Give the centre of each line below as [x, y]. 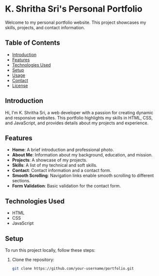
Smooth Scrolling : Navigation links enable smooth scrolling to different [83, 175]
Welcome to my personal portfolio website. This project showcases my [76, 22]
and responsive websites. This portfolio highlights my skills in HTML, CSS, [79, 118]
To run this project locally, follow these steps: [50, 250]
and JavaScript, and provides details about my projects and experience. [77, 123]
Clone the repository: [33, 259]
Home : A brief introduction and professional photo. [63, 150]
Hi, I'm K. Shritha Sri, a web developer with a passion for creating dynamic [79, 112]
